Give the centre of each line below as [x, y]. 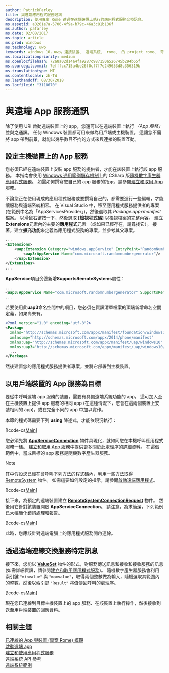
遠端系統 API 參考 [23, 659]
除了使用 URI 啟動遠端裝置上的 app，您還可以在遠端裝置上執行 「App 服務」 [84, 126]
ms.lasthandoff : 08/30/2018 [35, 80]
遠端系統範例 [18, 665]
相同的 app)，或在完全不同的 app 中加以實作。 [57, 409]
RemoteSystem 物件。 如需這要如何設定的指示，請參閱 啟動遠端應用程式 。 [82, 480]
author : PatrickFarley [29, 10]
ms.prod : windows [23, 43]
